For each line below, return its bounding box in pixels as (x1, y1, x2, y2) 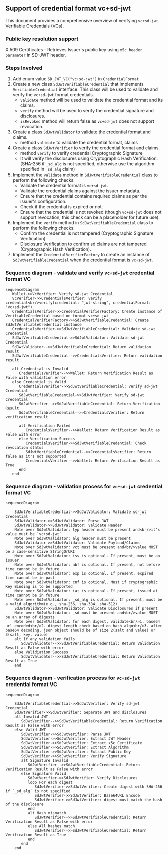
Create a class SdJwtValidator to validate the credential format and (12, 129, 151, 135)
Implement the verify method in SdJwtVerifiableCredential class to (12, 220, 154, 226)
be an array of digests (5, 615, 55, 620)
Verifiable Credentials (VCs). (5, 23, 64, 29)
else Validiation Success (14, 650, 69, 655)
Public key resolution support (5, 35, 79, 42)
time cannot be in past (5, 575, 55, 580)
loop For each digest (27, 780, 73, 785)
